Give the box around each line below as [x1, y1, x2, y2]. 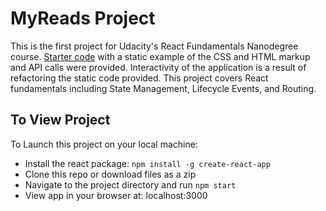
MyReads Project [10, 7, 156, 30]
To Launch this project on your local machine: [10, 138, 198, 150]
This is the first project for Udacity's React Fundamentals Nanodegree [10, 40, 299, 52]
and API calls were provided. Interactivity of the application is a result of [10, 61, 307, 73]
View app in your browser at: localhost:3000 [24, 189, 208, 201]
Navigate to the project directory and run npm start [24, 178, 237, 191]
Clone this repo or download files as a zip [24, 168, 197, 180]
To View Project [10, 112, 111, 129]
